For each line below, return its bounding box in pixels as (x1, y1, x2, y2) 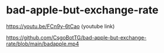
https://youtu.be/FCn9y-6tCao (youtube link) (6, 23, 115, 30)
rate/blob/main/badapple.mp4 (6, 40, 80, 47)
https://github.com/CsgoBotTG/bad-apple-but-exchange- (6, 34, 147, 41)
